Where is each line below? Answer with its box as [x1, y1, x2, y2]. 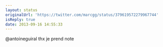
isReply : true [5, 17, 36, 22]
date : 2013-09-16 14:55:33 [5, 21, 63, 27]
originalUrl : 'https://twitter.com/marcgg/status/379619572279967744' [5, 12, 159, 17]
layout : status [5, 7, 38, 13]
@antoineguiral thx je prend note [5, 36, 74, 42]
